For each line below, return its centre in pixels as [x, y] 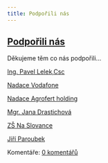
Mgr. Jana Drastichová [39, 112]
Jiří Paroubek [26, 139]
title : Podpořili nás [38, 14]
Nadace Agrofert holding [43, 98]
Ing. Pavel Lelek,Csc [36, 72]
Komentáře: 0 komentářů [43, 153]
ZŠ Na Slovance [30, 126]
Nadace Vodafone [33, 85]
